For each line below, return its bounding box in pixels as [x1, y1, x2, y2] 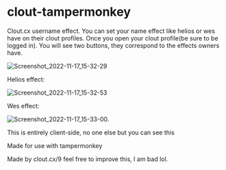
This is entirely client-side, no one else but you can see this [7, 128, 175, 136]
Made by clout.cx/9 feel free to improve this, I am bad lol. [7, 155, 168, 163]
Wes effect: [7, 101, 40, 110]
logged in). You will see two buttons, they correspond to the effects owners [7, 41, 220, 49]
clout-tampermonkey [7, 4, 131, 20]
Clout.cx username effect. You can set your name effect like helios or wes [7, 27, 216, 35]
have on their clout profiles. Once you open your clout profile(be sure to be [7, 34, 218, 42]
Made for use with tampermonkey [7, 141, 103, 149]
